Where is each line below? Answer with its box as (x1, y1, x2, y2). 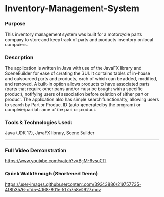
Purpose (5, 21, 26, 27)
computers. (5, 42, 28, 48)
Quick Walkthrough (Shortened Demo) (5, 170, 98, 177)
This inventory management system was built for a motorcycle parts (5, 31, 142, 37)
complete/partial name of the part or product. (5, 107, 97, 112)
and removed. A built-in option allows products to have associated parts (5, 81, 150, 87)
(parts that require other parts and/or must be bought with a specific (5, 86, 143, 92)
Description (5, 54, 34, 61)
